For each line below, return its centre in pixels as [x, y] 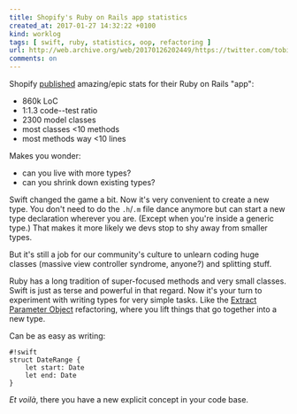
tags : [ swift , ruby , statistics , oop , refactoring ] [110, 42]
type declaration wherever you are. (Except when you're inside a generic [141, 219]
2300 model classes [59, 120]
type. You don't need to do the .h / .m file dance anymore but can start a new [147, 209]
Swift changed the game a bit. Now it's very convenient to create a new [139, 199]
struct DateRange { [45, 360]
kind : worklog [35, 34]
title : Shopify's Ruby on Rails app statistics [99, 17]
